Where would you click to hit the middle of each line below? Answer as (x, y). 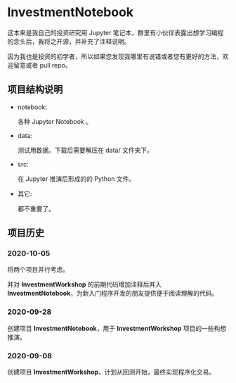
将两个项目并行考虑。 (38, 270)
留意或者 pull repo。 (42, 65)
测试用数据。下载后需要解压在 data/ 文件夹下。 (85, 150)
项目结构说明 (35, 90)
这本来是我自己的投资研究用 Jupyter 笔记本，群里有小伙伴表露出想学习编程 (116, 32)
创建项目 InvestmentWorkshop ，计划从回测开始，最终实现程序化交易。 (111, 372)
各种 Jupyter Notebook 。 (55, 121)
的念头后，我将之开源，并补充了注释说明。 (69, 41)
